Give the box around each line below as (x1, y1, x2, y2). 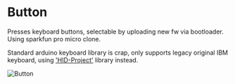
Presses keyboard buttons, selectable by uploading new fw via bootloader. (7, 27, 224, 36)
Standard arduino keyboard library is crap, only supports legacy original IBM (7, 48, 229, 57)
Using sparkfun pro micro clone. (7, 34, 101, 43)
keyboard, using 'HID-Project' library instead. (7, 55, 139, 64)
